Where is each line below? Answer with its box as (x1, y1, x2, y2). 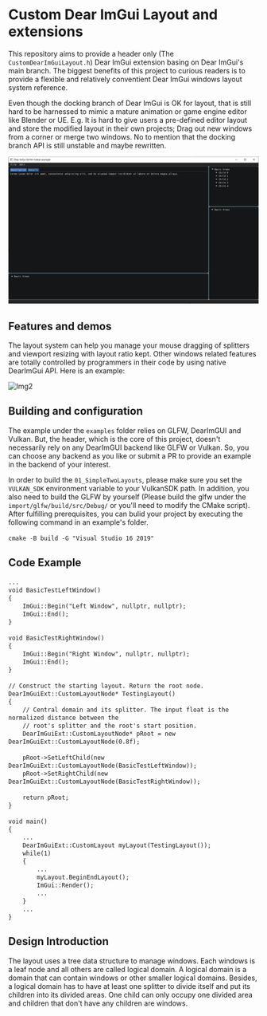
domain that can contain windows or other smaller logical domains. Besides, (8, 973, 257, 983)
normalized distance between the (8, 714, 119, 722)
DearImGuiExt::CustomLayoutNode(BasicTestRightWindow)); (8, 778, 201, 786)
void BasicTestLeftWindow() (8, 586, 102, 594)
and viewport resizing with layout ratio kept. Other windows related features (8, 349, 257, 359)
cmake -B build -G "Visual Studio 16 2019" (8, 534, 155, 542)
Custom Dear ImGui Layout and (8, 6, 219, 24)
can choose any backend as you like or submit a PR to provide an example (8, 451, 252, 460)
